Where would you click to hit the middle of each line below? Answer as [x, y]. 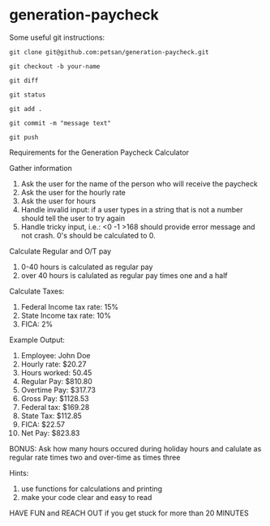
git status [28, 95]
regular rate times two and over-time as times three [95, 457]
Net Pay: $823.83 [50, 433]
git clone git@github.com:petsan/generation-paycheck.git [109, 52]
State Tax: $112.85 [51, 416]
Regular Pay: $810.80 [56, 381]
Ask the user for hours [58, 201]
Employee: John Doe [56, 355]
